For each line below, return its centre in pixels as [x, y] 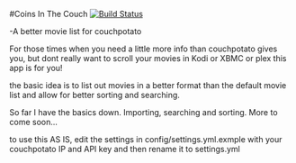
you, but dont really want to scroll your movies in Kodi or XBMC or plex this [148, 58]
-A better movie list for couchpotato [76, 31]
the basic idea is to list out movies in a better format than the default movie [148, 85]
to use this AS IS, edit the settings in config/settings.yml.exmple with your [146, 139]
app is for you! [36, 68]
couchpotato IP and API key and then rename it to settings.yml [125, 149]
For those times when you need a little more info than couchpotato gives [144, 49]
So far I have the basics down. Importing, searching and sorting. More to [144, 112]
